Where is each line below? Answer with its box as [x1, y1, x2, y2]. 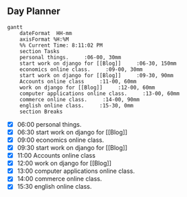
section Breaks [19, 108, 63, 115]
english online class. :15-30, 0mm [19, 102, 134, 109]
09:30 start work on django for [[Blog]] [16, 144, 128, 152]
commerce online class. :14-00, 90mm [19, 96, 140, 103]
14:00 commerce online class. [16, 175, 102, 183]
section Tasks [19, 48, 60, 54]
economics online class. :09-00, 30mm [19, 65, 143, 73]
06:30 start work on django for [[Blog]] [16, 127, 128, 136]
